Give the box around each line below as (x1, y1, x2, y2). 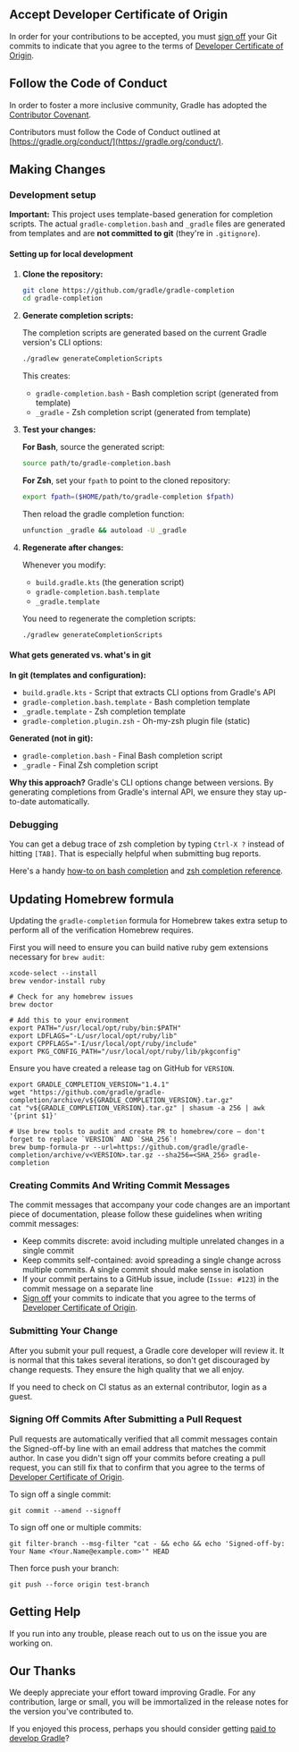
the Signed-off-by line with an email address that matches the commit (9, 1442, 266, 1453)
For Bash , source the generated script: (21, 442, 165, 453)
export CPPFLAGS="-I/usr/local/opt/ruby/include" (9, 1039, 198, 1048)
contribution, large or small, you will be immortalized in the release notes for (9, 1697, 288, 1707)
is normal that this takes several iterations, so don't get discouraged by (9, 1355, 270, 1365)
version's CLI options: (21, 337, 103, 348)
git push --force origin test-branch (9, 1579, 150, 1589)
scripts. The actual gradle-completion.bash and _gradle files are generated (9, 218, 286, 229)
